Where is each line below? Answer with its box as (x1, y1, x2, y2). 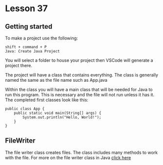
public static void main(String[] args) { (14, 110, 102, 115)
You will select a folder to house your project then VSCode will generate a (5, 57, 153, 63)
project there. (5, 63, 33, 68)
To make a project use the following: (5, 35, 78, 41)
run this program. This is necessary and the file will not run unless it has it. (5, 92, 155, 97)
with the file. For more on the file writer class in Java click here (5, 154, 131, 161)
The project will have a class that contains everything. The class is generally (5, 72, 159, 78)
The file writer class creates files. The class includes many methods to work (5, 149, 158, 155)
